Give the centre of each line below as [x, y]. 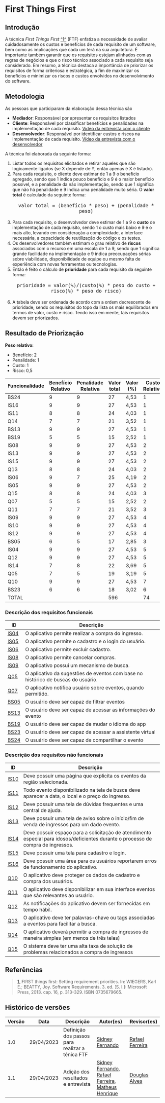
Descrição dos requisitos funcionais [49, 612]
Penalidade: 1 [26, 360]
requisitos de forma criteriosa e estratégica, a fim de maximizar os [72, 71]
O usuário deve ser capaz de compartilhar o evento [84, 740]
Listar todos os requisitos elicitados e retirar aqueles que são [74, 163]
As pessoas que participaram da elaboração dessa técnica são [69, 108]
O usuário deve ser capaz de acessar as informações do [90, 710]
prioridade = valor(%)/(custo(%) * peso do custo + [86, 285]
